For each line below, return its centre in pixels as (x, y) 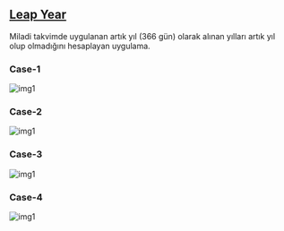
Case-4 (26, 197)
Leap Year (38, 15)
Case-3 (26, 154)
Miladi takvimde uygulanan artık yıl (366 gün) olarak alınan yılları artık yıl (142, 36)
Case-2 (26, 112)
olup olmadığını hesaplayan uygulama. (80, 46)
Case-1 (25, 69)
